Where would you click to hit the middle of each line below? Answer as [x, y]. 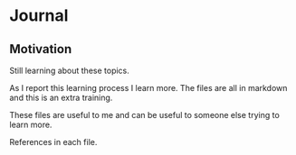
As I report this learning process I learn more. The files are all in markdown [148, 88]
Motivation [41, 49]
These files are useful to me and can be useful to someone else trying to [145, 115]
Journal [39, 16]
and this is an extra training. [61, 97]
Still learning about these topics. [69, 70]
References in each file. [53, 142]
